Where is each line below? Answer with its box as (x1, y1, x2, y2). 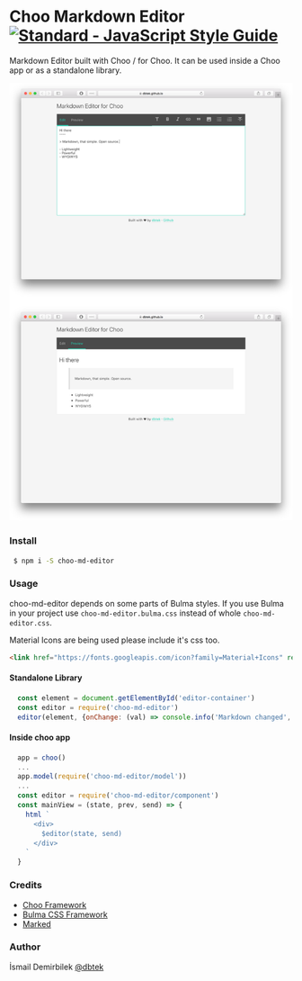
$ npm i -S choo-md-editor (13, 556, 115, 565)
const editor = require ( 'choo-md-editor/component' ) (17, 791, 219, 800)
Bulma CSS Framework (22, 909, 108, 920)
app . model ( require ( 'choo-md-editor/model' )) (17, 772, 187, 781)
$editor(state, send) (41, 829, 123, 838)
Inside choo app (9, 732, 70, 743)
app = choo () (17, 753, 67, 762)
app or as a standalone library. (9, 65, 122, 76)
